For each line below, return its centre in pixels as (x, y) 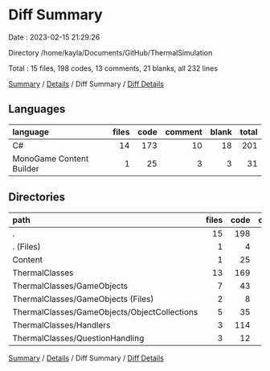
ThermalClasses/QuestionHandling (78, 338)
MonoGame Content (51, 159)
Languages (37, 109)
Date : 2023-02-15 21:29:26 (54, 37)
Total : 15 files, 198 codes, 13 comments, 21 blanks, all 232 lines (113, 68)
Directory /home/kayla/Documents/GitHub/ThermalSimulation (110, 52)
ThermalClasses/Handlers (61, 325)
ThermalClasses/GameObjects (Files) (83, 299)
